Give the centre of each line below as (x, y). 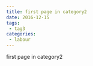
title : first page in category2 (46, 12)
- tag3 (17, 28)
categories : (21, 34)
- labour (20, 40)
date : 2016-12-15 (28, 17)
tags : (13, 23)
